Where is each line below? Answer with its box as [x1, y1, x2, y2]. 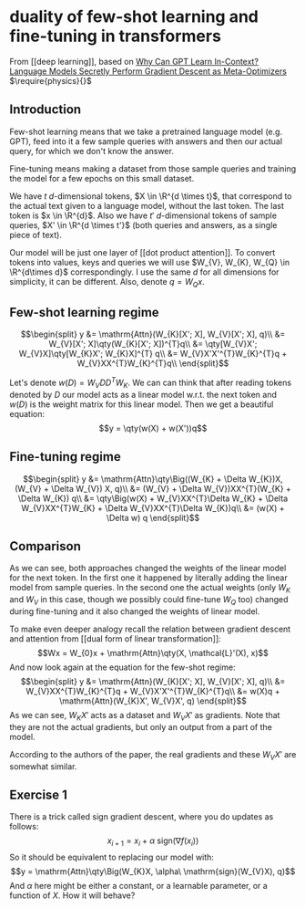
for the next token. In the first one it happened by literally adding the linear [9, 572, 289, 583]
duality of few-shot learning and [9, 6, 259, 27]
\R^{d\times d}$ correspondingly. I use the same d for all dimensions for [9, 266, 280, 277]
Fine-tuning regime [9, 449, 121, 464]
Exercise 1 [9, 788, 68, 803]
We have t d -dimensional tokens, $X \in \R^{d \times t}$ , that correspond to [9, 190, 293, 202]
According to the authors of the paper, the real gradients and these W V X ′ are [9, 748, 297, 762]
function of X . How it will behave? [9, 890, 136, 901]
